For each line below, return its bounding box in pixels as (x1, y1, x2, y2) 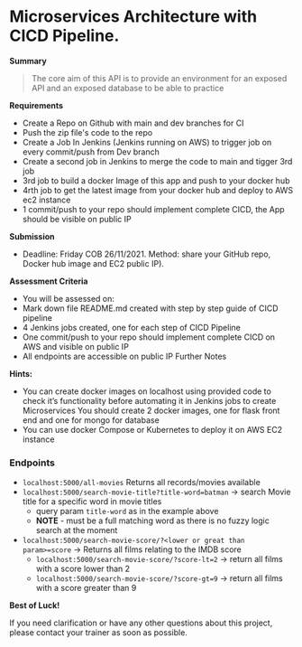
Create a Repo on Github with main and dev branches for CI (22, 117, 244, 128)
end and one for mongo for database (22, 414, 160, 426)
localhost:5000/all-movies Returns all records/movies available (22, 477, 261, 488)
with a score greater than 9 (35, 583, 137, 594)
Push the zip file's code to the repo (22, 127, 153, 137)
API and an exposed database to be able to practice (31, 82, 224, 93)
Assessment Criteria (9, 276, 88, 286)
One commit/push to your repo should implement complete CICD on (22, 332, 276, 342)
